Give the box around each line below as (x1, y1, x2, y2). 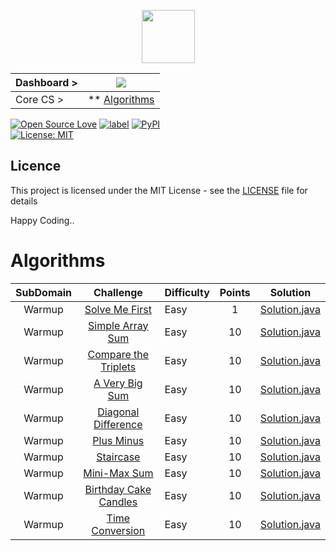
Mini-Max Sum (83, 466, 154, 480)
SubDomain (15, 285, 73, 299)
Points (219, 285, 251, 299)
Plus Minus (92, 433, 145, 447)
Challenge (93, 285, 143, 299)
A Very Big (93, 376, 143, 390)
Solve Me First (84, 302, 152, 316)
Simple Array (88, 318, 149, 332)
